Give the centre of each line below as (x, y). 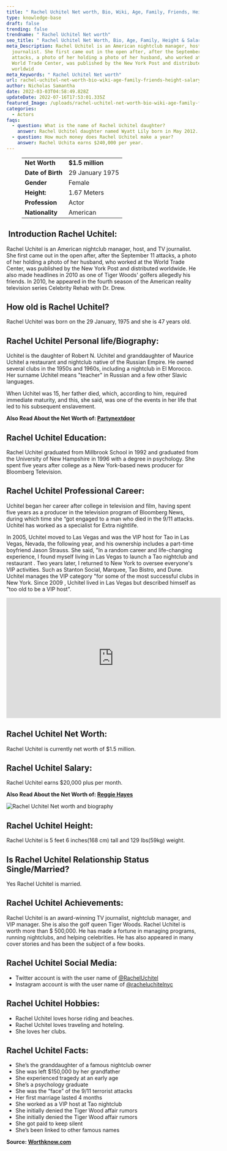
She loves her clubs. (41, 1031)
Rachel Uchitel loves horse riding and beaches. (75, 1018)
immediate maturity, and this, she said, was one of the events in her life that (102, 400)
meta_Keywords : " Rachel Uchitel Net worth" (64, 75)
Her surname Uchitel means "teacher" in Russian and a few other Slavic (97, 375)
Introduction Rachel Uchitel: (63, 234)
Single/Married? (38, 869)
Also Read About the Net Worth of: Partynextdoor (71, 418)
